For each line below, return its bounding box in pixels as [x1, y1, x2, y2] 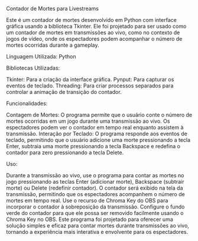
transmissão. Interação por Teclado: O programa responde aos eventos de [6, 130, 187, 137]
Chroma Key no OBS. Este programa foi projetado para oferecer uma [6, 216, 173, 223]
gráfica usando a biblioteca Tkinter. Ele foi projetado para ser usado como [6, 23, 187, 30]
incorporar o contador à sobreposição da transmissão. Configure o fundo [6, 203, 185, 210]
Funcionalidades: [6, 100, 48, 107]
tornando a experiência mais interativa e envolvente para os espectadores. [6, 229, 188, 235]
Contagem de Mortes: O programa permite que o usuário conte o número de [6, 112, 193, 118]
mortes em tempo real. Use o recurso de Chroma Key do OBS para [6, 197, 168, 204]
